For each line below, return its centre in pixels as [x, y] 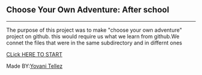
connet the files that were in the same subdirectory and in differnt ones [94, 43]
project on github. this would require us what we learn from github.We [93, 36]
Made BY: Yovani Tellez [35, 66]
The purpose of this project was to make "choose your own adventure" [94, 30]
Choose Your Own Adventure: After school [88, 10]
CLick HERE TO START [35, 54]
